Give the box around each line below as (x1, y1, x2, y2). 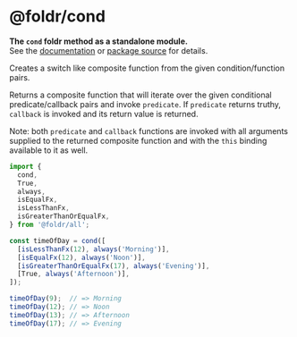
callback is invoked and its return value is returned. (9, 108, 199, 119)
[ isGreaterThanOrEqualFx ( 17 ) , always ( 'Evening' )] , (17, 261, 210, 270)
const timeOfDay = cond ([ (9, 236, 106, 245)
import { (9, 162, 42, 171)
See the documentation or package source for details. (9, 45, 208, 55)
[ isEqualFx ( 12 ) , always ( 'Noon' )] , (17, 253, 146, 262)
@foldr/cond (9, 6, 106, 27)
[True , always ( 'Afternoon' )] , (17, 270, 130, 279)
